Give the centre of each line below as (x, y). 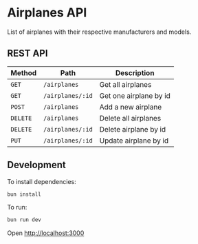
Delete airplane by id (133, 129)
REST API (27, 53)
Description (135, 72)
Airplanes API (47, 13)
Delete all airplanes (130, 118)
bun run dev (24, 220)
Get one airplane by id (135, 96)
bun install (24, 194)
